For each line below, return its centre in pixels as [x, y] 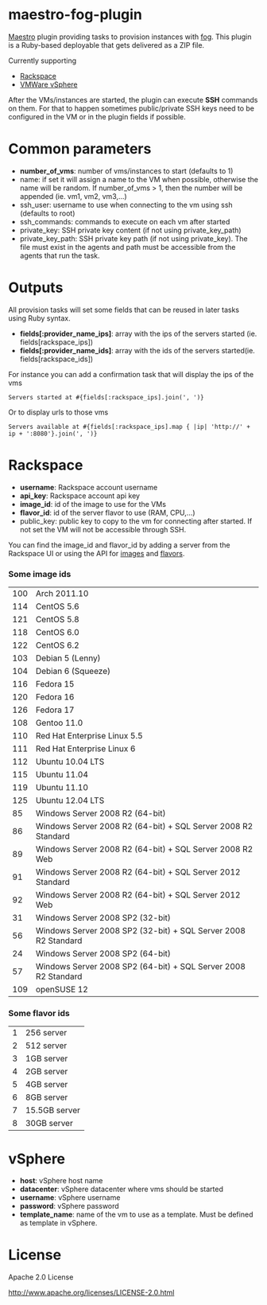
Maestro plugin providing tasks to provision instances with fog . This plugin [130, 37]
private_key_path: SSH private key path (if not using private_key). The [133, 238]
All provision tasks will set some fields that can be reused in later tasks [124, 310]
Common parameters [80, 149]
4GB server [46, 1085]
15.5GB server [53, 1110]
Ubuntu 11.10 [62, 788]
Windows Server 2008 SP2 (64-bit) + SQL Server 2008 [141, 967]
